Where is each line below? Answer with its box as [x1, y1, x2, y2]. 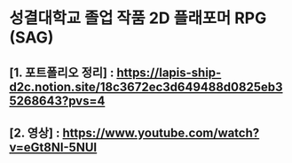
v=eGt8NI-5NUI [9, 139, 98, 155]
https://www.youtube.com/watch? [62, 125, 260, 140]
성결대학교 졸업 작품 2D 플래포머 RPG [9, 8, 267, 28]
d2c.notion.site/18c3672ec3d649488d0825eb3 [9, 79, 283, 94]
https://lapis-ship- [116, 65, 222, 80]
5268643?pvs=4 [9, 93, 106, 108]
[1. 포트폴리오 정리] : [9, 65, 114, 80]
